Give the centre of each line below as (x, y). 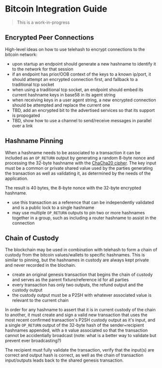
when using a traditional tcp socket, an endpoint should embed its (78, 89)
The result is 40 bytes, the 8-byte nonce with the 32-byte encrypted (73, 188)
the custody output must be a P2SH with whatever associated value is (82, 295)
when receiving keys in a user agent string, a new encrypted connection (84, 100)
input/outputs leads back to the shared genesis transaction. (64, 360)
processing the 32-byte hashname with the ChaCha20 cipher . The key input (81, 163)
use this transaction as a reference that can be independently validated (83, 202)
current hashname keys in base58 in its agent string (64, 95)
